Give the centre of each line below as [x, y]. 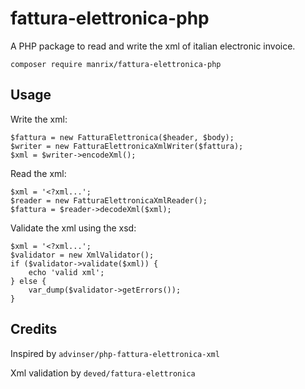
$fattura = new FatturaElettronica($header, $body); [122, 137]
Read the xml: [38, 173]
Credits [34, 329]
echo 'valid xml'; [66, 272]
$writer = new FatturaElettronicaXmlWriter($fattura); [127, 146]
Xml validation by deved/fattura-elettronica [103, 373]
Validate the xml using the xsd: [73, 228]
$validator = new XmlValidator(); [82, 255]
